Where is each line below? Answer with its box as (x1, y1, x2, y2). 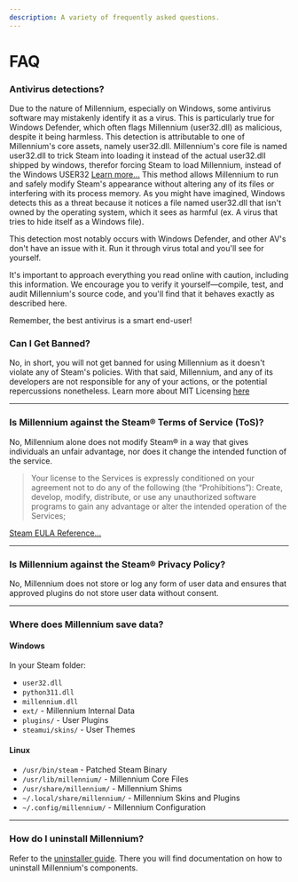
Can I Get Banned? (9, 338, 90, 350)
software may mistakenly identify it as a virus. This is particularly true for (9, 113, 275, 123)
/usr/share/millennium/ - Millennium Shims (21, 783, 183, 794)
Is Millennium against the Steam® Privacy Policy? (9, 558, 226, 570)
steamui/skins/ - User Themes (21, 725, 136, 735)
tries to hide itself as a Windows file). (9, 217, 145, 227)
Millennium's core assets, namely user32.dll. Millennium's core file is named (9, 141, 288, 152)
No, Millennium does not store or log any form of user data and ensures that (9, 578, 286, 589)
